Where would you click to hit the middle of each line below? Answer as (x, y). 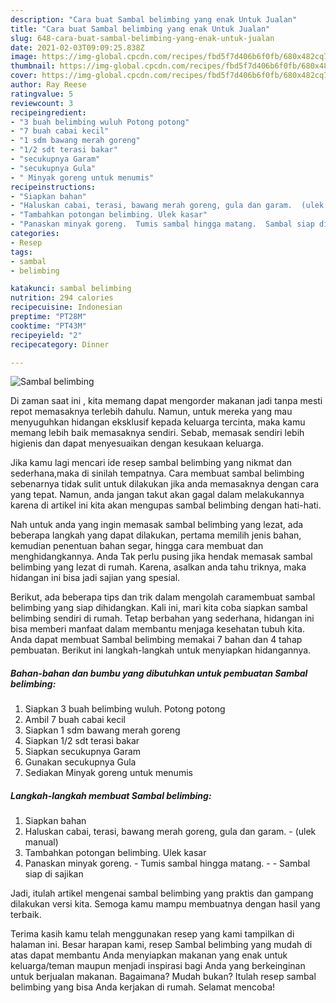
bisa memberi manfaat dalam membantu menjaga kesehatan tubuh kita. (157, 629)
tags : (21, 252)
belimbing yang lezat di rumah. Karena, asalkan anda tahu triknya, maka (158, 567)
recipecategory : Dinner (60, 344)
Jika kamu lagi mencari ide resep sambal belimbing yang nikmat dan (151, 463)
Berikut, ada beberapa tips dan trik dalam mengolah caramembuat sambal (163, 597)
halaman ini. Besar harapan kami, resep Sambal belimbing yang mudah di (161, 945)
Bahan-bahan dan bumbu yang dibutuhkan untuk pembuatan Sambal (159, 673)
